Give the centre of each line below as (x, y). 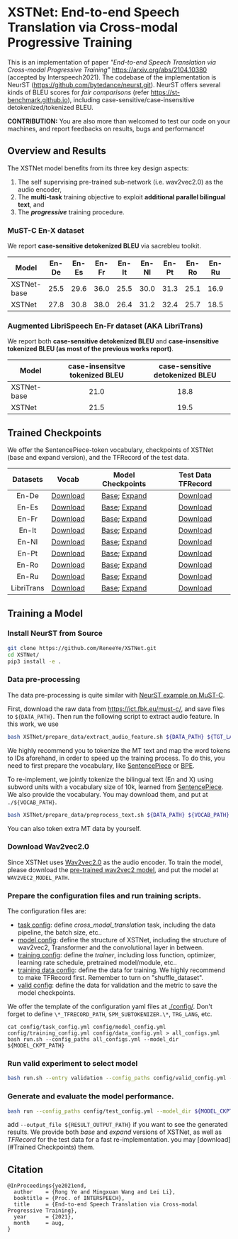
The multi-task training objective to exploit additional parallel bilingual (121, 197)
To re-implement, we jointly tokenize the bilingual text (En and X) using (110, 779)
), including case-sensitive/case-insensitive (131, 99)
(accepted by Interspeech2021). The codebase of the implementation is (112, 77)
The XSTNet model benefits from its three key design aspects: (98, 168)
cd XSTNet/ (23, 655)
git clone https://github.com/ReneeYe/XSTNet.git (82, 648)
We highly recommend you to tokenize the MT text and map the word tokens (119, 750)
